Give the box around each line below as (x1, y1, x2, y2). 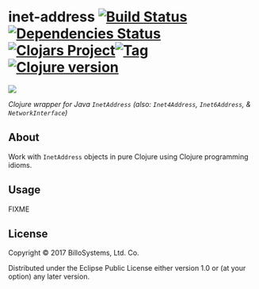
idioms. (8, 160, 32, 169)
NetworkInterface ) (8, 108, 68, 117)
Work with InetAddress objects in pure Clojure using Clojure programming (8, 151, 249, 162)
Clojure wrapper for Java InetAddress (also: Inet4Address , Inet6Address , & (8, 99, 251, 108)
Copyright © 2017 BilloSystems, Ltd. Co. (8, 248, 140, 257)
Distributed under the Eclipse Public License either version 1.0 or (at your (8, 264, 246, 273)
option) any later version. (8, 272, 90, 281)
